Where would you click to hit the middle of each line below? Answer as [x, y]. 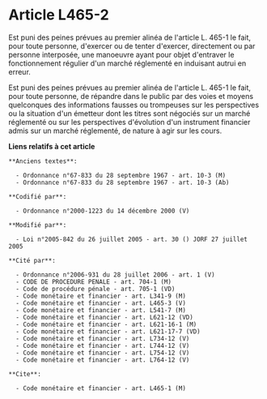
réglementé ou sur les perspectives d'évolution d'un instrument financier [129, 122]
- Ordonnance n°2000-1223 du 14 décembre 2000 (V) [103, 211]
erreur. [19, 71]
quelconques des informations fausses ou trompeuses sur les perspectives [134, 105]
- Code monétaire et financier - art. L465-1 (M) [101, 388]
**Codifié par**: [38, 196]
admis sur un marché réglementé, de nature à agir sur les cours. [115, 131]
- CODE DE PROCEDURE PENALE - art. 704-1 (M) [94, 281]
